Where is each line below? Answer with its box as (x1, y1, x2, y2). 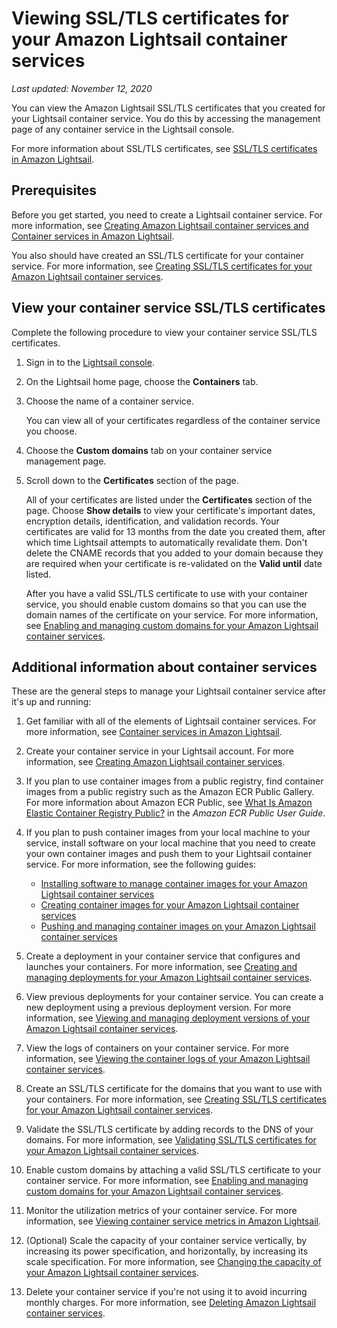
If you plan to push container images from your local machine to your (25, 827, 311, 839)
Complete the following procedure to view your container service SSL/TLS (11, 326, 318, 338)
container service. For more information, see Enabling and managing (25, 1175, 309, 1187)
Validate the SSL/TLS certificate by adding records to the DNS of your (25, 1123, 314, 1136)
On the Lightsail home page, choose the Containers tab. (25, 375, 259, 387)
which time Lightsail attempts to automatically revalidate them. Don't (25, 536, 308, 548)
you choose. (25, 425, 78, 437)
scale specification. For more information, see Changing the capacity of (25, 1256, 322, 1268)
